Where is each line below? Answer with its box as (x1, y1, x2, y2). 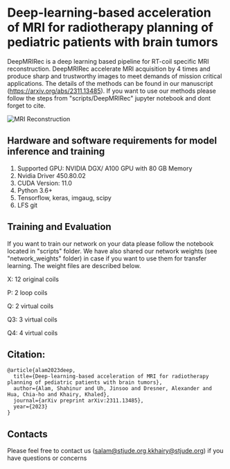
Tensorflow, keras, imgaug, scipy (17, 193, 112, 202)
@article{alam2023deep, (7, 367, 76, 374)
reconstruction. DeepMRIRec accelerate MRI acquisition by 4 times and (7, 64, 211, 73)
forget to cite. (7, 101, 46, 109)
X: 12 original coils (7, 275, 59, 283)
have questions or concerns (7, 454, 87, 462)
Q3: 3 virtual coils (7, 315, 57, 324)
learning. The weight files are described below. (7, 261, 141, 269)
